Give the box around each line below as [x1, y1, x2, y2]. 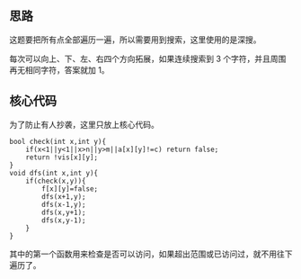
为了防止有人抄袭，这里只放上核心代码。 [9, 119, 159, 130]
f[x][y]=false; [41, 184, 99, 193]
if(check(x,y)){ [25, 176, 87, 185]
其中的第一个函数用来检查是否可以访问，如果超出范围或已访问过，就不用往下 [9, 248, 293, 259]
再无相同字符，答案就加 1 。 [9, 64, 110, 75]
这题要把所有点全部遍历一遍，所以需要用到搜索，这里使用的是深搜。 [9, 34, 261, 45]
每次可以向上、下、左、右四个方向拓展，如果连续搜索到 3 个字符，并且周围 [9, 53, 287, 64]
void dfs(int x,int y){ [9, 168, 99, 177]
